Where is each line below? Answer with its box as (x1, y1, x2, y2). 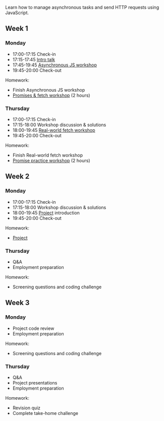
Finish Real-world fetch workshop (12, 152, 83, 158)
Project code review (12, 325, 54, 331)
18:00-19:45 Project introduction (12, 210, 80, 216)
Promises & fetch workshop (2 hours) (12, 92, 90, 98)
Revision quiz (12, 405, 41, 411)
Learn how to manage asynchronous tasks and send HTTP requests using (5, 5, 159, 10)
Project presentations (12, 379, 58, 386)
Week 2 (5, 172, 30, 181)
